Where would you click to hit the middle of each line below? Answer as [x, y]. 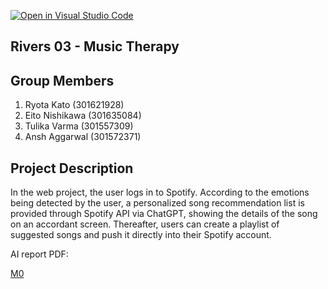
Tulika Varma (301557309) [79, 126]
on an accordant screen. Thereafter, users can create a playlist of [145, 224]
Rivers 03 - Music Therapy [95, 46]
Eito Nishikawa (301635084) [83, 116]
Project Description [72, 168]
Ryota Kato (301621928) [74, 105]
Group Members [62, 80]
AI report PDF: [39, 254]
